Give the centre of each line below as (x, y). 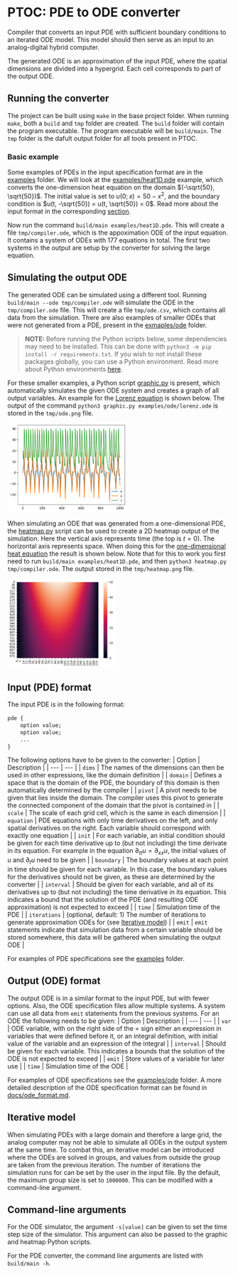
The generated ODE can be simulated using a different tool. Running (107, 294)
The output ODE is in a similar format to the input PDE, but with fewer (108, 998)
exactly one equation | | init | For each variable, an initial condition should (116, 836)
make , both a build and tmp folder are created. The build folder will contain (116, 123)
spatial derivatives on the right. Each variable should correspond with (109, 828)
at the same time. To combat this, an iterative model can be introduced (111, 1150)
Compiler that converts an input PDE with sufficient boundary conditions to (117, 32)
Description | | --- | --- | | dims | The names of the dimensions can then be (116, 768)
